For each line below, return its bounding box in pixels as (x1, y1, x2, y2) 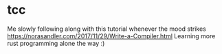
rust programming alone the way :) (7, 39, 105, 47)
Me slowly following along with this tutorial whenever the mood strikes (7, 25, 206, 33)
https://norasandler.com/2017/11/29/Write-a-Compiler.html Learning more (7, 31, 216, 40)
